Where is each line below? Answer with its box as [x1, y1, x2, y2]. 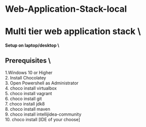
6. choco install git [5, 96, 42, 102]
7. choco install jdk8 [5, 101, 45, 106]
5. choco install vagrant [5, 90, 52, 96]
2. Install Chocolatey [5, 75, 46, 80]
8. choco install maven [5, 106, 50, 112]
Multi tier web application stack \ [5, 26, 141, 37]
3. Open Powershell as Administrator [5, 80, 79, 86]
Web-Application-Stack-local [5, 3, 127, 15]
